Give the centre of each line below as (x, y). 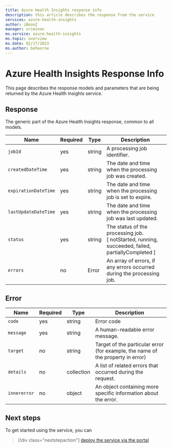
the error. (106, 400)
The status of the (127, 227)
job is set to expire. (129, 197)
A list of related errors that (126, 366)
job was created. (127, 176)
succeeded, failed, (129, 246)
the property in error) (121, 357)
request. (105, 379)
